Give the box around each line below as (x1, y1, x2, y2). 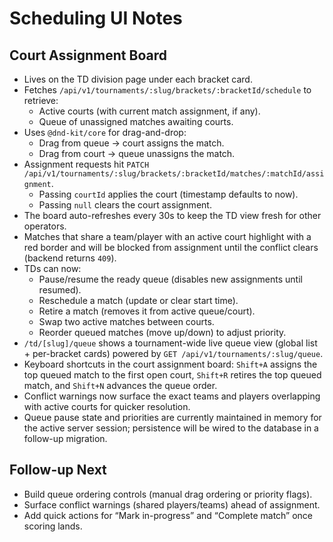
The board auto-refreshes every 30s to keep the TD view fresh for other (23, 210, 322, 221)
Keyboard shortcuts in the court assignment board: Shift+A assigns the (23, 358, 318, 370)
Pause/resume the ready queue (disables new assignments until (38, 273, 303, 285)
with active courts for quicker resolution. (23, 401, 191, 412)
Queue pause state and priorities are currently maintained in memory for (23, 412, 322, 423)
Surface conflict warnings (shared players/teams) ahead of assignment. (23, 498, 321, 511)
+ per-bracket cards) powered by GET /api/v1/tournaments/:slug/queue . (23, 348, 324, 359)
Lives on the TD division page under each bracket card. (23, 73, 253, 85)
